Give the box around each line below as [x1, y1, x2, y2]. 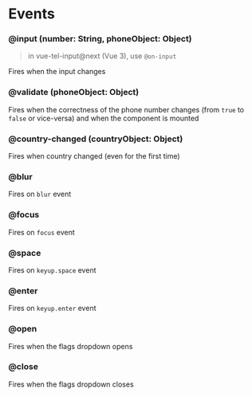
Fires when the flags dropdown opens [8, 341, 133, 351]
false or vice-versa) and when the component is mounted [8, 113, 199, 123]
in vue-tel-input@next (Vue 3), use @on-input [27, 51, 177, 61]
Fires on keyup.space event [8, 265, 96, 275]
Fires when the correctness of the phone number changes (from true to [8, 104, 245, 114]
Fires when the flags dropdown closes [8, 379, 134, 389]
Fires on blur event [8, 189, 72, 199]
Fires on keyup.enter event [8, 304, 96, 313]
